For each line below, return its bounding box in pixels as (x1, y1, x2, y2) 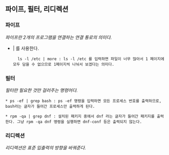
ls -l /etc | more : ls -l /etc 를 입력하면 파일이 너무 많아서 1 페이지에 (17, 56, 165, 62)
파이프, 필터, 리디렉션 (5, 5, 69, 14)
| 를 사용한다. (12, 45, 39, 51)
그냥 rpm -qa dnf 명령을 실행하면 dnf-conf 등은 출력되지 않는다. (17, 119, 142, 124)
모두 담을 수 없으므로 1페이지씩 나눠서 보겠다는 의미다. (12, 62, 114, 67)
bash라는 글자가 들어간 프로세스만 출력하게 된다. (5, 104, 95, 109)
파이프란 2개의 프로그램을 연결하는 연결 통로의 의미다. (5, 34, 112, 40)
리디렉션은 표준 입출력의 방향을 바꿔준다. (5, 145, 86, 151)
